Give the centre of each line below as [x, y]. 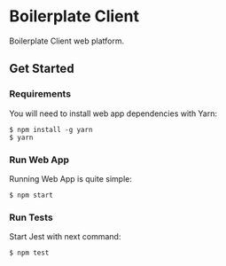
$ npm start [31, 195]
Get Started [42, 69]
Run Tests [31, 217]
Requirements [40, 94]
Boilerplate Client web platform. [67, 41]
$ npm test [29, 253]
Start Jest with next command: [65, 237]
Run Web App [39, 160]
